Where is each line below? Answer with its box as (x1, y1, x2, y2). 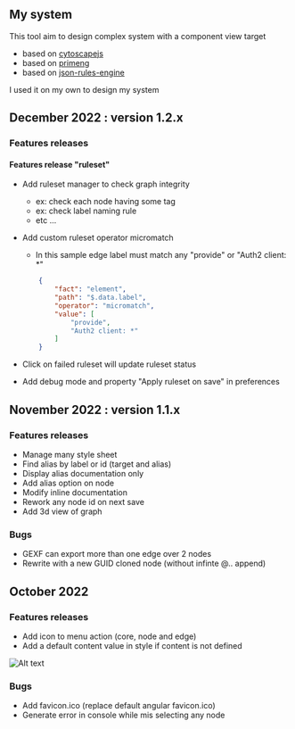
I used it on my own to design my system (9, 84, 160, 95)
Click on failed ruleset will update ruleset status (21, 359, 197, 369)
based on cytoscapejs (21, 48, 104, 59)
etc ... (35, 215, 57, 226)
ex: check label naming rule (35, 205, 137, 217)
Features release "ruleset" (9, 159, 111, 170)
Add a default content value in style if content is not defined (21, 640, 242, 650)
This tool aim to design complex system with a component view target (9, 30, 266, 41)
